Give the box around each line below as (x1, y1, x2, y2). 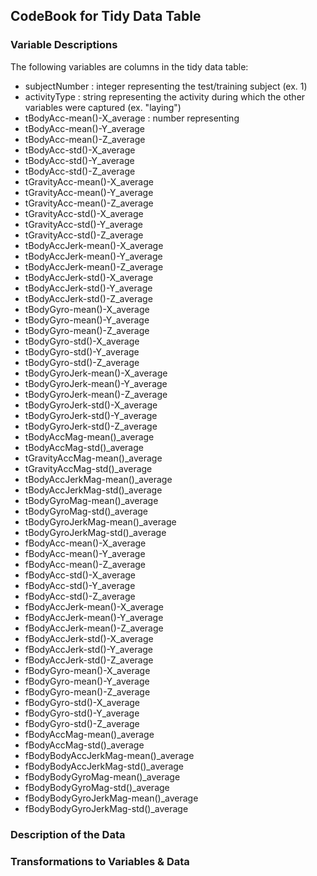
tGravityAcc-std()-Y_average (24, 218, 144, 230)
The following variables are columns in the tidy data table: (10, 60, 249, 73)
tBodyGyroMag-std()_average (24, 505, 149, 517)
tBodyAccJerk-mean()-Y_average (24, 250, 163, 262)
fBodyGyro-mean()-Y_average (24, 675, 150, 687)
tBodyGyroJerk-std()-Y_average (24, 409, 158, 421)
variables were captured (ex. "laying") (24, 101, 182, 113)
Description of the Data (10, 827, 126, 841)
